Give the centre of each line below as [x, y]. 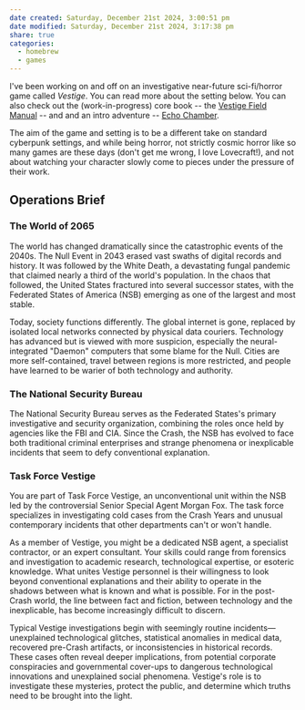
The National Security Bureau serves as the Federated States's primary [143, 413]
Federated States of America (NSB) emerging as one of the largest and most [152, 294]
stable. [22, 304]
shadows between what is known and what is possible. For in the [131, 591]
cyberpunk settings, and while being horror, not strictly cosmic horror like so [153, 143]
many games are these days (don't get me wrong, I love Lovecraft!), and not [152, 152]
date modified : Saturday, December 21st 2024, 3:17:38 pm [122, 26]
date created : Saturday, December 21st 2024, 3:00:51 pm [120, 18]
